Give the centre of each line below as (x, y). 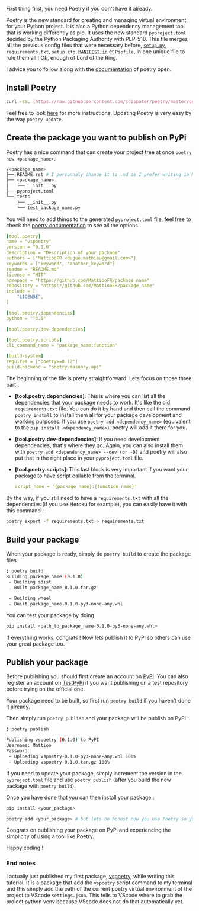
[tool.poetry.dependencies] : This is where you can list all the (90, 396)
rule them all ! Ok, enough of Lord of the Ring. (62, 58)
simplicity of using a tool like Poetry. (50, 836)
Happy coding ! (25, 848)
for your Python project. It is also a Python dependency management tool (96, 26)
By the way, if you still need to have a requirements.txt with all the (87, 498)
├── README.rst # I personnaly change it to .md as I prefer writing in (98, 175)
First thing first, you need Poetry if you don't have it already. (79, 9)
